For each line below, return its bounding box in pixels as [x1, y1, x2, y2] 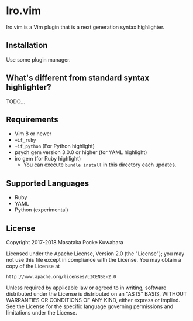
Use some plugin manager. [6, 56, 71, 63]
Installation [6, 40, 48, 50]
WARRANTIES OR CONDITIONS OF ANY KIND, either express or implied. [6, 297, 180, 303]
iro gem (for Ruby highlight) [14, 155, 81, 162]
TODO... [6, 98, 25, 105]
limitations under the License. [6, 309, 77, 316]
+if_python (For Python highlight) [14, 142, 95, 150]
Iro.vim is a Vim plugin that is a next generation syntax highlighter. [6, 23, 165, 30]
